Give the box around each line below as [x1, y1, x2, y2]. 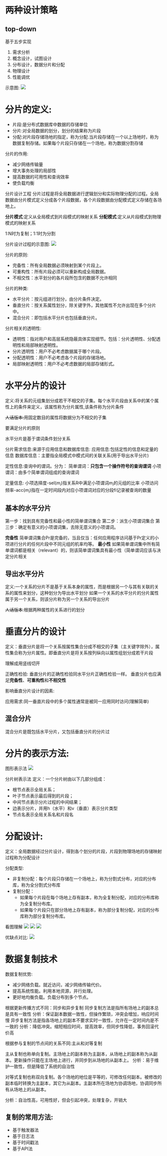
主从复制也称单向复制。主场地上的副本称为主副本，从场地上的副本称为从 [5, 1051, 153, 1057]
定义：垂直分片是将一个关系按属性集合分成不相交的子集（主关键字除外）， [5, 644, 156, 650]
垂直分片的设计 [5, 626, 67, 637]
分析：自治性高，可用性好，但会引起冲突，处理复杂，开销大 [5, 1097, 127, 1103]
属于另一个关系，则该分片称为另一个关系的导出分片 [5, 596, 110, 602]
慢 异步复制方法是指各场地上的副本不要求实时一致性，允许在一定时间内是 [5, 1017, 155, 1023]
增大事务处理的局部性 [12, 168, 56, 174]
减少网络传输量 [12, 161, 43, 167]
